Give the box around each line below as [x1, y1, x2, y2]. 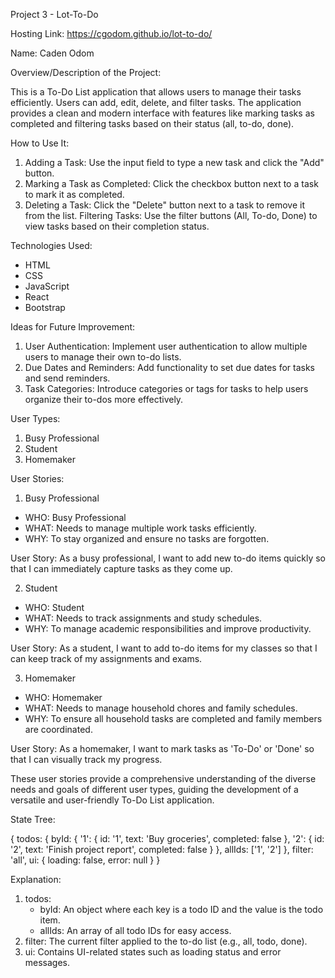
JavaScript [24, 280, 70, 292]
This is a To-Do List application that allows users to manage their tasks [10, 86, 302, 98]
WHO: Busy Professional [24, 512, 127, 523]
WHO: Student [24, 602, 85, 613]
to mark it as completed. [24, 189, 125, 200]
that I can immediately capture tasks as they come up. [10, 563, 233, 574]
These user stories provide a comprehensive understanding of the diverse [10, 773, 317, 784]
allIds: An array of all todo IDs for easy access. [39, 925, 232, 936]
